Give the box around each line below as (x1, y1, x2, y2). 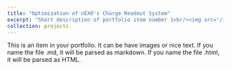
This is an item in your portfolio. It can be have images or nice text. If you (7, 41, 213, 50)
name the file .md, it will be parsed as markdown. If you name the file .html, (7, 48, 220, 56)
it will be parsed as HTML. (7, 56, 81, 64)
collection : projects (7, 22, 69, 29)
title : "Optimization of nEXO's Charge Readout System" (7, 10, 170, 17)
